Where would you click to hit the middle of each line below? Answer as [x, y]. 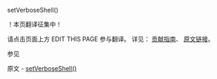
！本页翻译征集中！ [35, 24]
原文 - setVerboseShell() [42, 68]
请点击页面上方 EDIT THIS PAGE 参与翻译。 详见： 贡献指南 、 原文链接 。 [111, 39]
